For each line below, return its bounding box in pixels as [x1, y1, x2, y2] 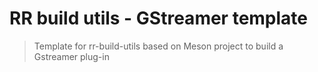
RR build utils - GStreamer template [9, 7, 309, 30]
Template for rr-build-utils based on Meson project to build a [33, 40, 284, 52]
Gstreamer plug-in [33, 50, 110, 62]
